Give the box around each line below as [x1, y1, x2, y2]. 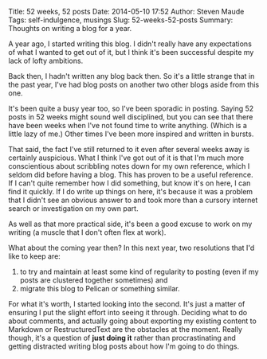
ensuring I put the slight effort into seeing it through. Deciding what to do [8, 308, 248, 317]
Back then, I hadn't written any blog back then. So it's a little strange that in [8, 72, 255, 80]
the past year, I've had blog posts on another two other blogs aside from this [8, 80, 260, 89]
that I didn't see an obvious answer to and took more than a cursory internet [8, 195, 258, 205]
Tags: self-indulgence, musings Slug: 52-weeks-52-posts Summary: [8, 15, 234, 25]
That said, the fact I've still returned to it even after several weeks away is [8, 145, 249, 154]
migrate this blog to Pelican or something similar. [19, 284, 180, 293]
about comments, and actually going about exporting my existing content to [8, 316, 257, 326]
